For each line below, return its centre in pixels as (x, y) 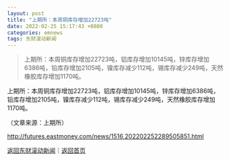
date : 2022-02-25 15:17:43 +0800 (55, 26)
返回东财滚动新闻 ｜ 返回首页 (46, 151)
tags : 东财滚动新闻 (32, 39)
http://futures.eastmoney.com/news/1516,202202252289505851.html (106, 136)
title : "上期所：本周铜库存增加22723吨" (60, 20)
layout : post (26, 13)
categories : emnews (35, 33)
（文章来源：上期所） (37, 123)
